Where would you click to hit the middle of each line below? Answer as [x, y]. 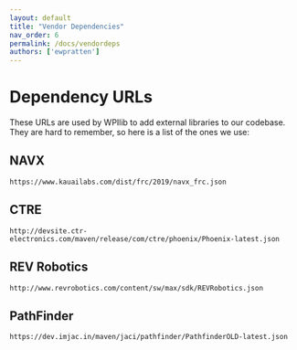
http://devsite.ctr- [49, 231]
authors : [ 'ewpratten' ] [55, 52]
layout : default [40, 18]
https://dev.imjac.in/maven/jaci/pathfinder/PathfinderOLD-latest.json [148, 337]
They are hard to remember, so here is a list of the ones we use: [129, 133]
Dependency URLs [81, 97]
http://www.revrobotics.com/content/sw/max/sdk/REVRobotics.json [136, 288]
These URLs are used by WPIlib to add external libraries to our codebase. [148, 122]
